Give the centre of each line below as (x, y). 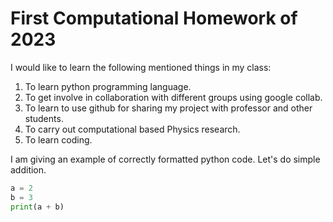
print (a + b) (37, 207)
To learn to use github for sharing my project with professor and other (168, 108)
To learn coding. (58, 139)
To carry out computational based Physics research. (132, 129)
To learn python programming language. (108, 86)
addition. (28, 169)
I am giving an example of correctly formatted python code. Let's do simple (165, 159)
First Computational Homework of (154, 18)
